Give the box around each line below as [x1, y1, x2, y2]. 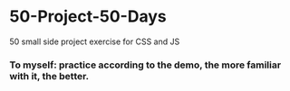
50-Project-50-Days [9, 6, 167, 27]
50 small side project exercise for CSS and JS [9, 36, 180, 47]
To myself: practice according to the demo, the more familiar [9, 59, 282, 71]
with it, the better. [9, 69, 90, 82]
